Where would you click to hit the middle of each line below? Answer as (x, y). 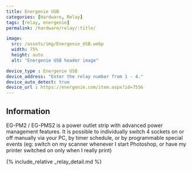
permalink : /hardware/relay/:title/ (51, 28)
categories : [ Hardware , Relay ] (44, 17)
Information (28, 111)
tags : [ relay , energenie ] (38, 22)
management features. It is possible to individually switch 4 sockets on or (95, 131)
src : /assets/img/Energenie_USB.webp (58, 44)
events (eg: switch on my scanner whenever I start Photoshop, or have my (96, 144)
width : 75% (25, 50)
